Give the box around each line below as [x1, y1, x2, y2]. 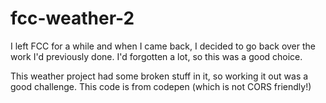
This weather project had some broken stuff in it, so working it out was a [10, 70, 309, 82]
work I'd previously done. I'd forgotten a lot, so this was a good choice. [10, 50, 303, 62]
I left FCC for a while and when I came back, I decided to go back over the [10, 40, 316, 52]
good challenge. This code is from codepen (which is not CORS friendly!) [10, 80, 312, 92]
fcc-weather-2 [10, 7, 135, 30]
